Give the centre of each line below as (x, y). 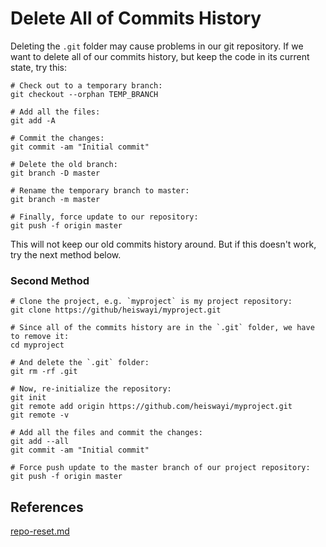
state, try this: (39, 67)
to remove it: (40, 337)
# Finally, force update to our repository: (104, 217)
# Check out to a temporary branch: (86, 85)
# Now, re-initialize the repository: (91, 389)
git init (28, 398)
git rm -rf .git (44, 372)
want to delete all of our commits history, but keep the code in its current (160, 56)
